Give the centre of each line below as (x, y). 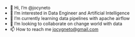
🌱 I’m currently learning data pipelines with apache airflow (70, 18)
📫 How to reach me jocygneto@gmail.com (54, 29)
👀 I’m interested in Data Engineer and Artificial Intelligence (70, 13)
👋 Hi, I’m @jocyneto (30, 8)
